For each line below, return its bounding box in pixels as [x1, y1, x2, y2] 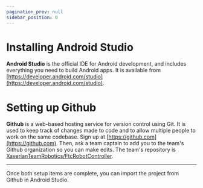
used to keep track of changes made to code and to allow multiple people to [6, 127, 196, 134]
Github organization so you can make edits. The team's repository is [6, 146, 176, 154]
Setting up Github [6, 101, 97, 114]
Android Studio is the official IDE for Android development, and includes [6, 60, 187, 67]
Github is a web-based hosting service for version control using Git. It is [6, 121, 186, 128]
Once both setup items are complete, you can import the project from [6, 170, 179, 177]
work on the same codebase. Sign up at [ [6, 133, 109, 140]
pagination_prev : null [6, 8, 63, 15]
